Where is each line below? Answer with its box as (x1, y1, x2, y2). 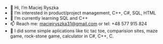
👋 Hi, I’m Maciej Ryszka (10, 5, 59, 10)
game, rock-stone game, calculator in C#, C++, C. (10, 33, 114, 39)
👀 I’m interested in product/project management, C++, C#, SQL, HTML (10, 10, 156, 16)
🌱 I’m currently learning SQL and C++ (10, 15, 88, 21)
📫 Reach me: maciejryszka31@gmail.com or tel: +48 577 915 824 (10, 21, 147, 27)
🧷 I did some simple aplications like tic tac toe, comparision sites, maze (10, 28, 158, 34)
